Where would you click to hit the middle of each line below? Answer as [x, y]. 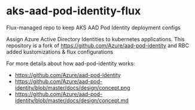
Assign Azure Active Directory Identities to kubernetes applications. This [95, 39]
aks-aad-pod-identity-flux [74, 11]
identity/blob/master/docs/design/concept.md [71, 100]
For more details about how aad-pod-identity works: [71, 63]
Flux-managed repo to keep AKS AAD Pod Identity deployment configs [93, 27]
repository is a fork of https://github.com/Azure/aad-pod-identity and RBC [98, 45]
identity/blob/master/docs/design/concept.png [72, 87]
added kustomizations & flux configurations [60, 51]
